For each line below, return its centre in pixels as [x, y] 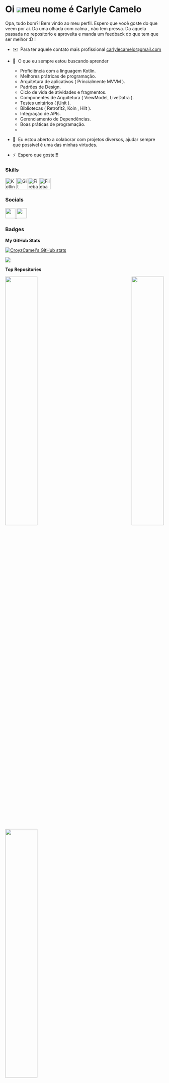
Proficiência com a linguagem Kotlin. [58, 71]
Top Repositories [23, 269]
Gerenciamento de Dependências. [56, 119]
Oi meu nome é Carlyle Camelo [73, 9]
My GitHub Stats [23, 240]
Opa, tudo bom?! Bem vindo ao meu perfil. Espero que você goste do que [81, 23]
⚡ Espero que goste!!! [35, 155]
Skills [12, 170]
